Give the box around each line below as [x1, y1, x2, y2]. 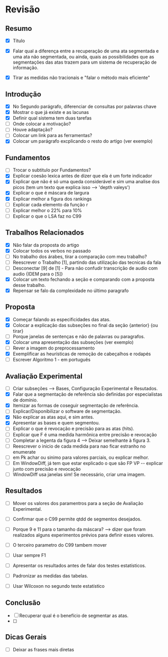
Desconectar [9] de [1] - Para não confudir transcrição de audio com [12, 265, 158, 271]
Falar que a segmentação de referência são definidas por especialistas [12, 391, 163, 397]
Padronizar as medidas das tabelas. [12, 573, 89, 579]
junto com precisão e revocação [12, 466, 81, 472]
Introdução [5, 90, 41, 99]
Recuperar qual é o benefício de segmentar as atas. [19, 612, 129, 619]
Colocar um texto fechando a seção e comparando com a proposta [12, 276, 155, 282]
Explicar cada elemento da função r [12, 201, 88, 207]
